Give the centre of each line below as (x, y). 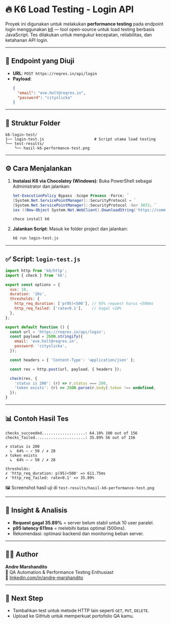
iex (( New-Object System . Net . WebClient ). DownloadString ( (74, 210)
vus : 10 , (19, 290)
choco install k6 (31, 219)
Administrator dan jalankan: (41, 186)
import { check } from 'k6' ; (36, 275)
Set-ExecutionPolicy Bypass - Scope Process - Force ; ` (71, 196)
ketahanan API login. (27, 40)
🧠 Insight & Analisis (36, 510)
